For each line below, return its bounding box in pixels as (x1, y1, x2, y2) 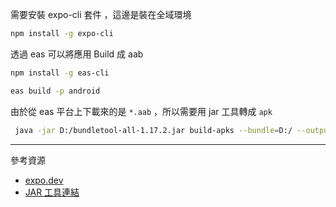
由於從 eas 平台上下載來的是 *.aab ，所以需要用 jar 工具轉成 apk (10, 105, 273, 117)
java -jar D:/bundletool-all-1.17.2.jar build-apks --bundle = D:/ (14, 125, 293, 135)
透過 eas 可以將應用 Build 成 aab (10, 48, 144, 60)
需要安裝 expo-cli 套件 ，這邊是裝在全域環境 (10, 9, 192, 20)
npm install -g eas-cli (10, 68, 110, 78)
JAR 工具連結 (24, 186, 80, 198)
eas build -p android (10, 86, 101, 96)
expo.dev (24, 174, 64, 186)
